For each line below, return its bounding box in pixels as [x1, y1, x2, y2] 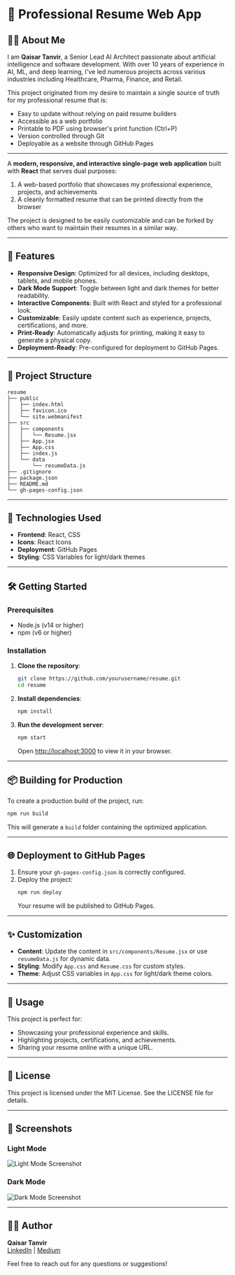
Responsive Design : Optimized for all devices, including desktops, [17, 269, 210, 277]
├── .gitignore [7, 468, 52, 475]
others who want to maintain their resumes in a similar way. [7, 224, 178, 232]
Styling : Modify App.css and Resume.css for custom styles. [17, 962, 185, 971]
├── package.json [7, 474, 58, 481]
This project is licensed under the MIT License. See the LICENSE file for [7, 1088, 214, 1097]
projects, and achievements [17, 188, 98, 196]
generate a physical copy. [17, 336, 92, 344]
